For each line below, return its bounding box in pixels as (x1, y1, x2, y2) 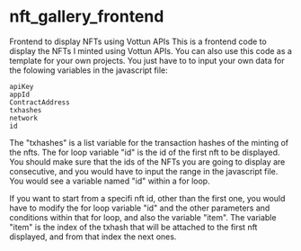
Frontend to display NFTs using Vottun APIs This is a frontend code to (9, 36, 267, 47)
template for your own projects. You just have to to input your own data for (9, 55, 285, 66)
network (9, 113, 39, 122)
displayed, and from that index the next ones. (9, 231, 177, 242)
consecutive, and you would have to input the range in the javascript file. (9, 166, 279, 176)
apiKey (9, 82, 34, 91)
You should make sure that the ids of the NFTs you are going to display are (9, 156, 286, 167)
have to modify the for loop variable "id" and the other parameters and (9, 202, 270, 213)
